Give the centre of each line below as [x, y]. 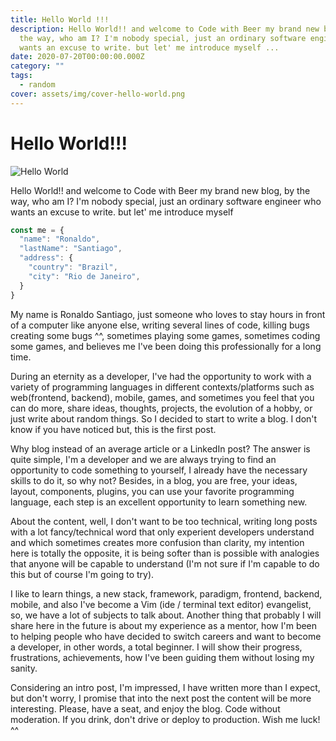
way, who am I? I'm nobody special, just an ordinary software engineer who [166, 201]
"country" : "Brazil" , [73, 267]
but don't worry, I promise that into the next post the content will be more [161, 698]
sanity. [24, 668]
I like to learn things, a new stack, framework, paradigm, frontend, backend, [166, 593]
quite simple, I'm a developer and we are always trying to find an [143, 459]
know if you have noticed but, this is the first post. [113, 429]
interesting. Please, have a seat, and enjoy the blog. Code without [145, 708]
